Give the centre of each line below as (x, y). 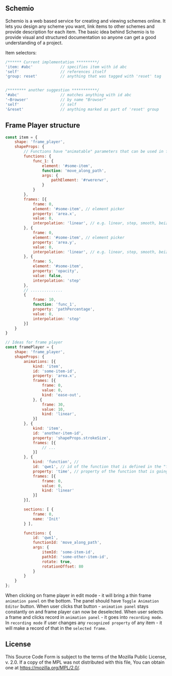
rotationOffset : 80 (62, 567)
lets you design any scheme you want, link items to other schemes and (80, 26)
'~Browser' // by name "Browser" (56, 100)
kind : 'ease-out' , (61, 395)
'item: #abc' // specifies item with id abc (66, 67)
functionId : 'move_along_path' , (67, 543)
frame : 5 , (43, 262)
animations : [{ (40, 361)
